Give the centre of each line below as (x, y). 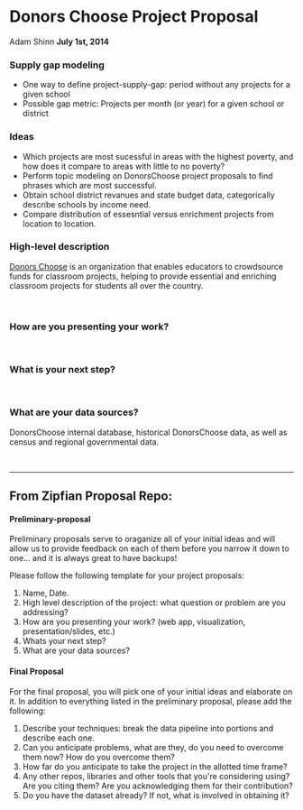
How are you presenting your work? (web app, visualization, (134, 622)
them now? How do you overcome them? (99, 757)
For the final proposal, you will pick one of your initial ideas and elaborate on (151, 691)
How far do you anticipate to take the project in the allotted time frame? (155, 766)
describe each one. (58, 738)
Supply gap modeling (57, 65)
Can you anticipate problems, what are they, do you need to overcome (153, 747)
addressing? (46, 612)
